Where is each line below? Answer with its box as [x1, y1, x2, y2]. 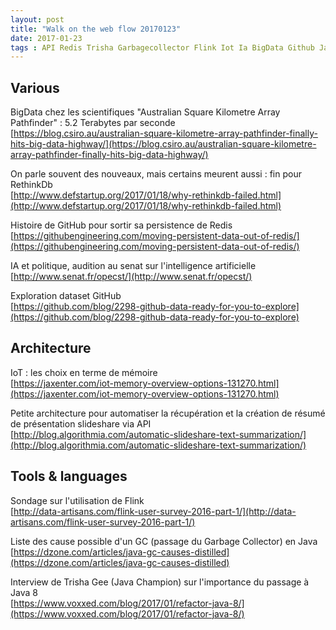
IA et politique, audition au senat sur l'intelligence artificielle [10, 260, 257, 272]
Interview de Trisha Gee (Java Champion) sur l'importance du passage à [10, 576, 310, 588]
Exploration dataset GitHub [10, 290, 122, 302]
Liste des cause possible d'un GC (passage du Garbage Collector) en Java [10, 535, 318, 547]
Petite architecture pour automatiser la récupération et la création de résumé [10, 407, 326, 419]
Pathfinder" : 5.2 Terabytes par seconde [10, 117, 176, 129]
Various [10, 79, 60, 96]
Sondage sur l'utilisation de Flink [10, 494, 145, 506]
